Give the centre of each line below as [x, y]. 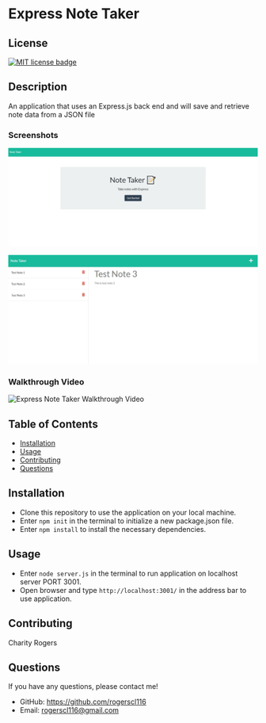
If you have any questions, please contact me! [83, 687]
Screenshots [33, 135]
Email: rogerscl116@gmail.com [69, 710]
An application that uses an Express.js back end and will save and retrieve [129, 106]
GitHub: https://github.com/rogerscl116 [83, 702]
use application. [46, 599]
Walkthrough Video [46, 381]
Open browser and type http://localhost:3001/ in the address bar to [133, 590]
